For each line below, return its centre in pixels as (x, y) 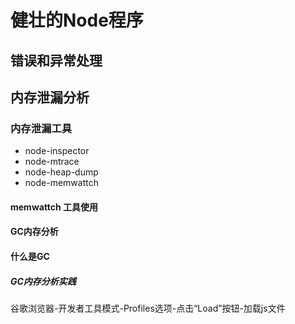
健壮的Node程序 (77, 20)
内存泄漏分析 (50, 97)
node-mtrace (52, 162)
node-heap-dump (61, 172)
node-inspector (57, 151)
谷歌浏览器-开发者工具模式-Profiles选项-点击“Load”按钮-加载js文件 (148, 308)
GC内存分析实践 (43, 281)
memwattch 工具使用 (54, 207)
